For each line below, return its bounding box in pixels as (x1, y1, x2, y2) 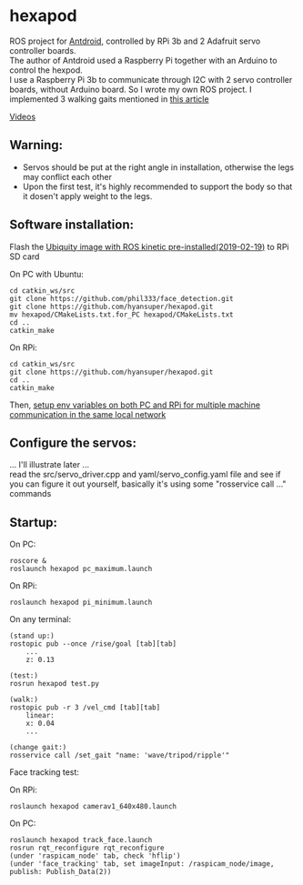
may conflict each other (22, 171, 112, 182)
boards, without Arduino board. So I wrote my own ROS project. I (9, 84, 252, 95)
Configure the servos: (9, 435, 136, 450)
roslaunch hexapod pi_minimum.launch (9, 598, 153, 608)
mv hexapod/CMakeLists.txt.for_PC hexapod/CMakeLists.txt (9, 310, 234, 319)
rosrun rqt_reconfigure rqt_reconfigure (9, 843, 166, 853)
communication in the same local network (9, 408, 167, 419)
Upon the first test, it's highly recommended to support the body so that (22, 181, 293, 192)
